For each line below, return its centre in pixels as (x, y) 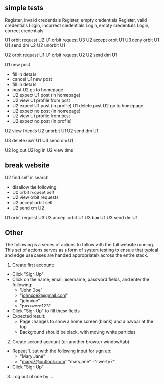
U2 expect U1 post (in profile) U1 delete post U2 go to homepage (78, 105)
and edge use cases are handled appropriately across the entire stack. (77, 255)
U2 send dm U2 (28, 208)
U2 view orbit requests (35, 197)
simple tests (24, 8)
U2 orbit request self (33, 192)
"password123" (35, 306)
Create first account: (33, 265)
